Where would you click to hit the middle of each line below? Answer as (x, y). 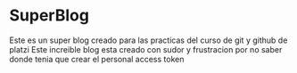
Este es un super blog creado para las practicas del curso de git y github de (148, 40)
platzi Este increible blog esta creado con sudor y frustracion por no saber (146, 49)
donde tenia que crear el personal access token (97, 59)
